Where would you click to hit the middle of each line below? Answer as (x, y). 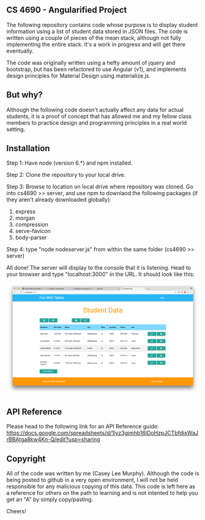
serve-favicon (33, 231)
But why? (24, 95)
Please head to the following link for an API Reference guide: (83, 426)
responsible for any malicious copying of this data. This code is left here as (101, 486)
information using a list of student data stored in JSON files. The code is (97, 31)
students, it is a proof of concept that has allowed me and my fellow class (99, 116)
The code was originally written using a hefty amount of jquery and (91, 62)
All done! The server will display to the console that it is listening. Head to (99, 268)
